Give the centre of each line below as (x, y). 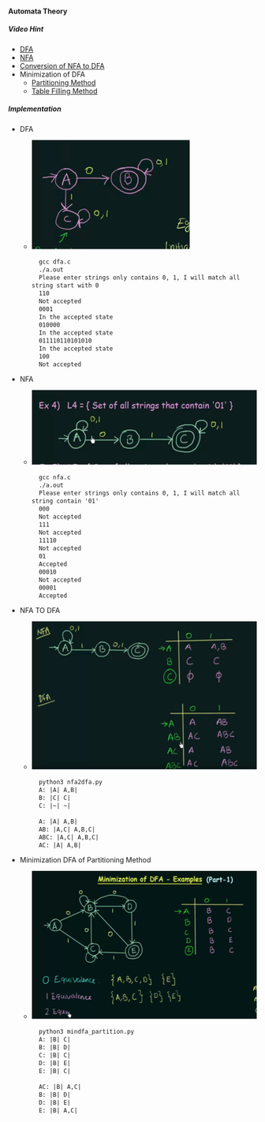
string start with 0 (65, 285)
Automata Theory (38, 11)
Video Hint (26, 29)
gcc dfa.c (54, 262)
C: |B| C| (54, 1055)
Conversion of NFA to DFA (62, 65)
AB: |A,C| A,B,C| (67, 829)
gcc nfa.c (54, 477)
